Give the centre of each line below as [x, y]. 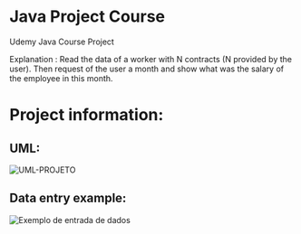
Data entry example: [68, 198]
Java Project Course [87, 17]
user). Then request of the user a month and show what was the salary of [146, 69]
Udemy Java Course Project [62, 42]
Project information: [87, 115]
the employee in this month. [61, 78]
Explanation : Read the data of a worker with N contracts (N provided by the [151, 59]
